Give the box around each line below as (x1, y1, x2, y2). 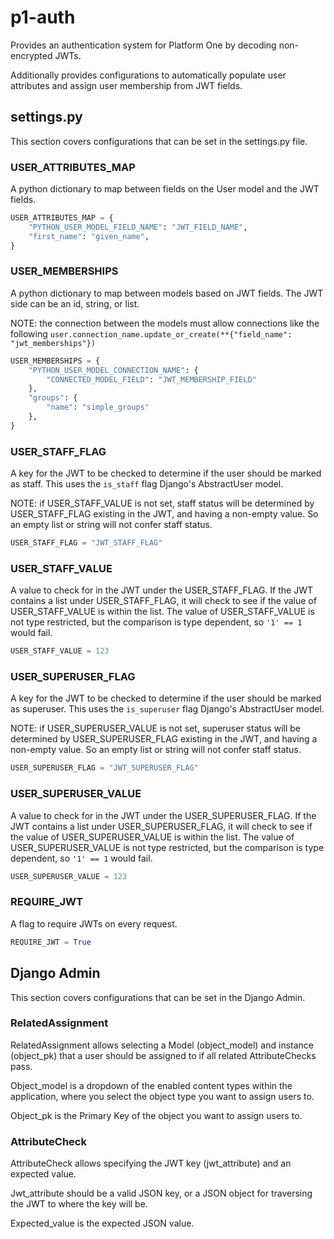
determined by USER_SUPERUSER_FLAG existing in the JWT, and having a (10, 733, 318, 745)
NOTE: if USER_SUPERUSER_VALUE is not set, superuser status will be (10, 722, 301, 735)
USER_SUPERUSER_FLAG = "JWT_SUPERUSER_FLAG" (10, 763, 199, 773)
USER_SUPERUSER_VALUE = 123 (10, 871, 128, 881)
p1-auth (10, 6, 76, 29)
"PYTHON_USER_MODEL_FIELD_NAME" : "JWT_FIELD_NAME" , (28, 222, 248, 232)
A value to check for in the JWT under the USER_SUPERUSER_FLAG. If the (10, 809, 317, 821)
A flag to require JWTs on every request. (10, 917, 178, 930)
